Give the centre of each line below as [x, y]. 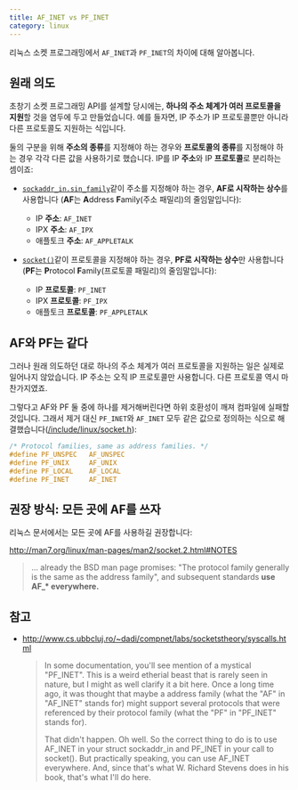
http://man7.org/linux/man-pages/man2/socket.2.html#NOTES [123, 550]
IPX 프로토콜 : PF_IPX [72, 301]
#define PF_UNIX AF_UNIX [63, 463]
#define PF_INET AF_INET [63, 479]
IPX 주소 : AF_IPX [64, 230]
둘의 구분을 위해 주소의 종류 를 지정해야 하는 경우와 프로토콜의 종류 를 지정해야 [142, 147]
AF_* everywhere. [65, 586]
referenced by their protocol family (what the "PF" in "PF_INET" [161, 713]
